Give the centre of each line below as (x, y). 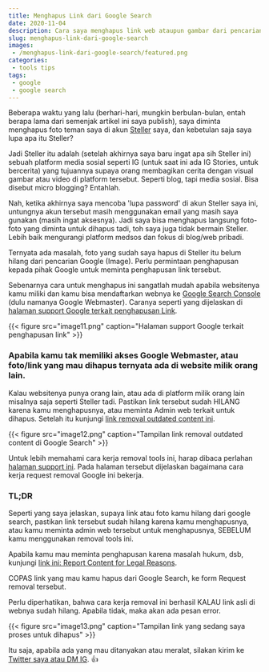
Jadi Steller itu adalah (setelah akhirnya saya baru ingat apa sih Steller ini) (130, 154)
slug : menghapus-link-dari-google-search (78, 38)
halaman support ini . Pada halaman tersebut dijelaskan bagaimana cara (126, 466)
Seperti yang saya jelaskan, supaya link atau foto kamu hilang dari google (129, 513)
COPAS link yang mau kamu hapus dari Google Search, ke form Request (127, 578)
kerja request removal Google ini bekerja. (76, 475)
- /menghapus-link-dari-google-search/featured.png (100, 53)
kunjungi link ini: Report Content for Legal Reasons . (93, 562)
